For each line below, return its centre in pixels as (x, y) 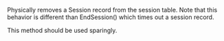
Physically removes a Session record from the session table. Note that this (112, 10)
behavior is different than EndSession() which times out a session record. (111, 17)
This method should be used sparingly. (62, 30)
